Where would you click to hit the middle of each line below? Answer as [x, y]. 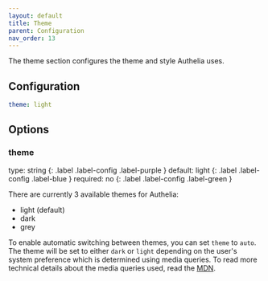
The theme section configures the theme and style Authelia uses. [116, 61]
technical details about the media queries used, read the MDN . [112, 268]
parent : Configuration [46, 31]
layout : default [35, 16]
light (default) [43, 210]
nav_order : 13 [32, 38]
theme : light [30, 105]
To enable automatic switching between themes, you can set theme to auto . [132, 242]
